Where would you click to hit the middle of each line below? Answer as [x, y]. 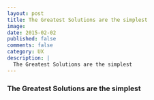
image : [16, 26]
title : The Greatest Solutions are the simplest [77, 20]
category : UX [26, 52]
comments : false [30, 45]
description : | [29, 58]
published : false [32, 39]
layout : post [26, 13]
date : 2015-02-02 [32, 33]
